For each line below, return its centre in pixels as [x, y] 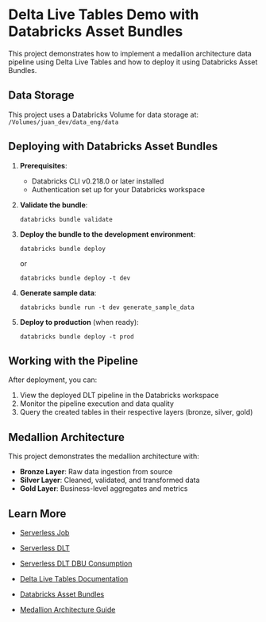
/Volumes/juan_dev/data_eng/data [64, 122]
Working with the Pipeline [73, 360]
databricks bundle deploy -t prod [77, 336]
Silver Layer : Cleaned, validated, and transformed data [110, 480]
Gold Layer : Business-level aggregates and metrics [104, 489]
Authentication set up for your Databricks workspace [118, 189]
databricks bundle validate [66, 219]
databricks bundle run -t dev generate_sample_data [107, 307]
